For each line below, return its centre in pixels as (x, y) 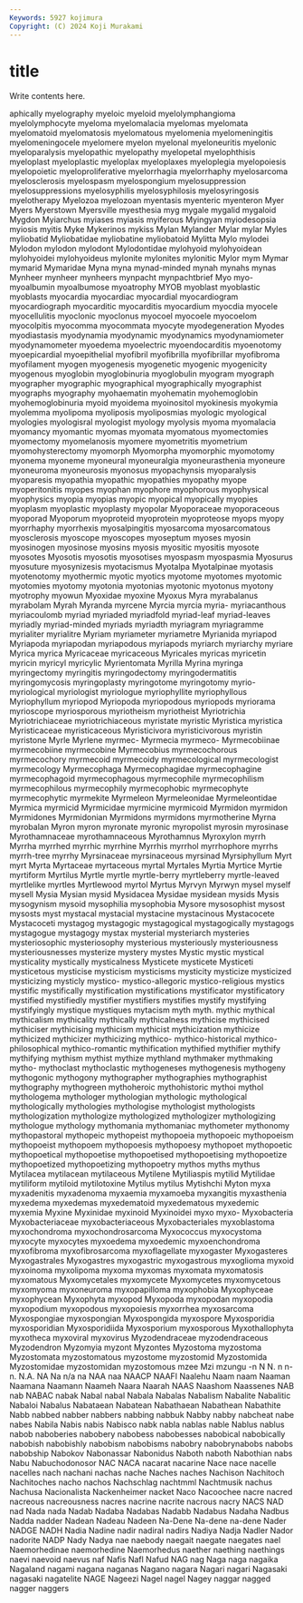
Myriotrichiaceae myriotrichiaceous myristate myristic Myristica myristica (146, 721)
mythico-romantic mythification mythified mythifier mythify (171, 1049)
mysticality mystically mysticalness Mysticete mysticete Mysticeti (132, 962)
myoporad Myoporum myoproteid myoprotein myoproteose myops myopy (147, 519)
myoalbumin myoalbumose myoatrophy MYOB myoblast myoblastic (135, 288)
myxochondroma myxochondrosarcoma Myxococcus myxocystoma (136, 1232)
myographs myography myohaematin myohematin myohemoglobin (134, 393)
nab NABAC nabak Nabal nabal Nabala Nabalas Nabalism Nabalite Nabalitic (150, 1396)
